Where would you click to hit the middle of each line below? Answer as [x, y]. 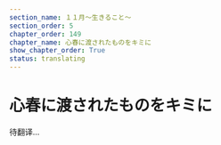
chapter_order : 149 [45, 34]
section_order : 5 [41, 26]
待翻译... [25, 132]
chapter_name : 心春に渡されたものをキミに [80, 42]
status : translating [48, 59]
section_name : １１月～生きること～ [70, 17]
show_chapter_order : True [57, 51]
